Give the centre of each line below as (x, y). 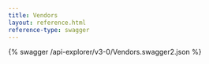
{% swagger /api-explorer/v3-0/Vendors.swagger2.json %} (105, 52)
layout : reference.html (47, 23)
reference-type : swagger (49, 30)
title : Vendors (33, 15)
